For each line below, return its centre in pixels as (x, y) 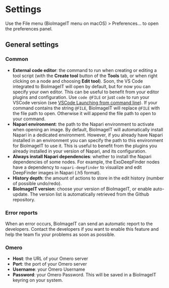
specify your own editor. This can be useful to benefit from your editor (86, 92)
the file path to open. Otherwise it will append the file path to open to (84, 113)
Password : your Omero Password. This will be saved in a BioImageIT (85, 275)
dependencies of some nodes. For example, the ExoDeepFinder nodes (86, 162)
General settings (32, 45)
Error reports (22, 212)
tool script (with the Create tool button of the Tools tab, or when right (85, 76)
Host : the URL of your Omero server (50, 259)
